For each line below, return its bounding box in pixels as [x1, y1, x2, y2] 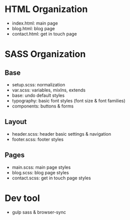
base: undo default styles [12, 92, 65, 98]
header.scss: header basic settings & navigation [12, 131, 111, 137]
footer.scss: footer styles [12, 136, 64, 142]
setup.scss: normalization [12, 81, 66, 87]
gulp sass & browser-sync [12, 209, 66, 215]
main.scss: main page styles [12, 164, 71, 170]
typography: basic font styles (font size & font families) [12, 97, 126, 103]
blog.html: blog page [12, 25, 55, 31]
